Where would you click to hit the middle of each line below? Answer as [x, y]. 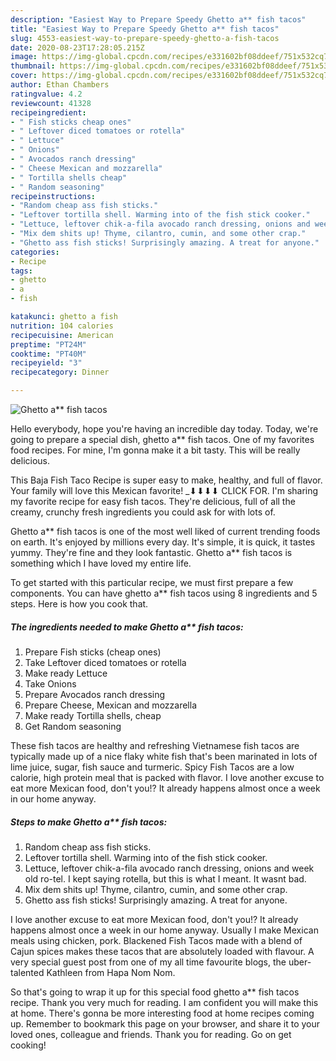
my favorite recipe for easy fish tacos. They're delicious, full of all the [153, 501]
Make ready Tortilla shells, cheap [93, 715]
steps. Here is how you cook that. [79, 604]
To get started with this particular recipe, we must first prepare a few [152, 582]
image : [24, 57]
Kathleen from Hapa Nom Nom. [111, 972]
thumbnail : [33, 66]
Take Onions [50, 683]
